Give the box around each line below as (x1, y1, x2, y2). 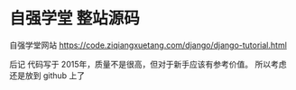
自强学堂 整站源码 (9, 8, 140, 29)
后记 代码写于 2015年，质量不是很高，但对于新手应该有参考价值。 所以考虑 (9, 58, 287, 69)
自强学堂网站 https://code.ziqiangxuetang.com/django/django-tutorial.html (9, 40, 287, 50)
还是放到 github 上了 (9, 69, 86, 81)
